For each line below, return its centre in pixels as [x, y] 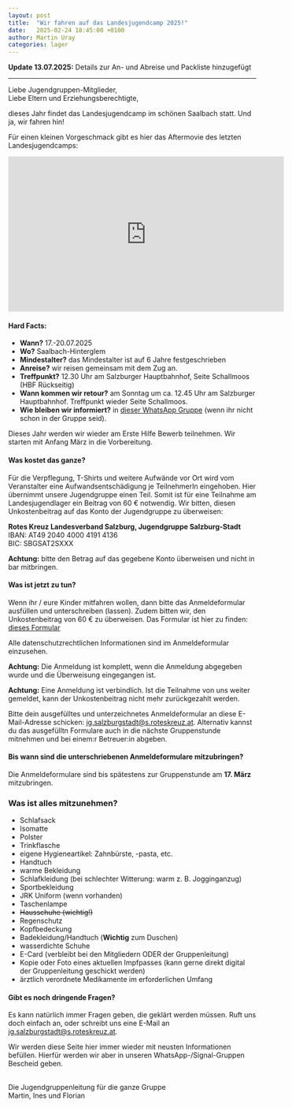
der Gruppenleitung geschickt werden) [82, 971]
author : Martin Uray [42, 37]
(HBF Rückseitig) [47, 385]
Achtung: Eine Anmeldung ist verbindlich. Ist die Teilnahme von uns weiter [129, 690]
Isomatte [34, 829]
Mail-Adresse [30, 722]
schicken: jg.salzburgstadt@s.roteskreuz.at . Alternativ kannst [153, 722]
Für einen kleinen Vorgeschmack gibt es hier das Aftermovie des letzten [125, 137]
